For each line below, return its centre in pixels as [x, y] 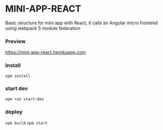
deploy [14, 112]
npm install [18, 76]
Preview [15, 41]
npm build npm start [26, 123]
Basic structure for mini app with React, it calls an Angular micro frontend [81, 23]
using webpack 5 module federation [43, 28]
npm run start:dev [25, 99]
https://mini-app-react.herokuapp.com [46, 52]
